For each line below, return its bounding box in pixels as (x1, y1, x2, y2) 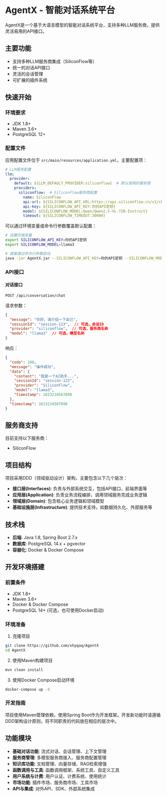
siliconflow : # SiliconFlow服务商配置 (18, 190, 97, 195)
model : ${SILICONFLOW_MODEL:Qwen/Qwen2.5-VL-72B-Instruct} (23, 209, 148, 214)
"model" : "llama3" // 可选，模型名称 (9, 331, 85, 336)
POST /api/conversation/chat (5, 293, 66, 298)
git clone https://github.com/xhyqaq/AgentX (5, 643, 99, 648)
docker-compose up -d (5, 687, 50, 692)
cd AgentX (5, 648, 26, 653)
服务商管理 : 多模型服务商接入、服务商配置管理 (12, 754, 107, 760)
